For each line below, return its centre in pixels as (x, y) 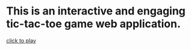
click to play (21, 40)
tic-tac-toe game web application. (93, 24)
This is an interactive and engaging (96, 11)
